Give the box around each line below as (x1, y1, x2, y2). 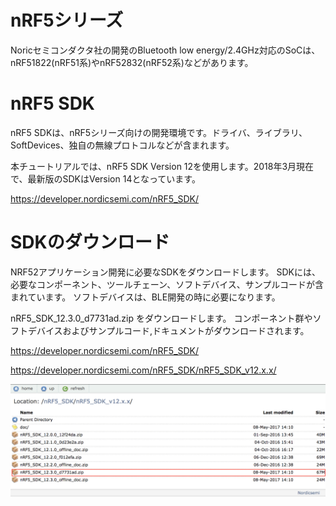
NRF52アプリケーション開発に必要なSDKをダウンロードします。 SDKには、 (10, 266, 321, 278)
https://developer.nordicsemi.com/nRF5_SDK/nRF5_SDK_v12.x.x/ (10, 364, 277, 376)
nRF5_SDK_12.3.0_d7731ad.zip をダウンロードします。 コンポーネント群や (10, 312, 313, 324)
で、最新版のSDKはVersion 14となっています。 (10, 172, 201, 185)
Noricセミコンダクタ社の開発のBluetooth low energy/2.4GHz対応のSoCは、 (10, 44, 321, 56)
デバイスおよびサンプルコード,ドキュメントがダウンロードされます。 (27, 324, 310, 336)
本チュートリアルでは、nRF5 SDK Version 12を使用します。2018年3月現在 (10, 160, 315, 172)
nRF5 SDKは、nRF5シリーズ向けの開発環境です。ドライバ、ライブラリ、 (10, 126, 308, 138)
